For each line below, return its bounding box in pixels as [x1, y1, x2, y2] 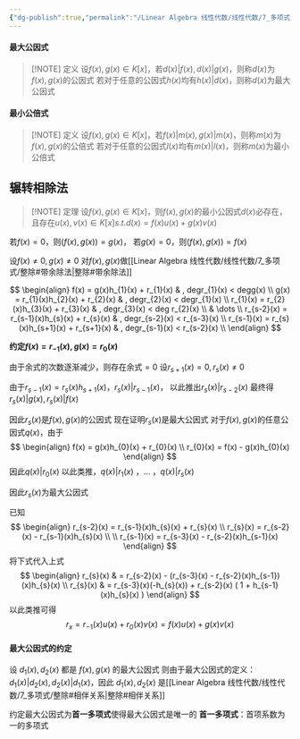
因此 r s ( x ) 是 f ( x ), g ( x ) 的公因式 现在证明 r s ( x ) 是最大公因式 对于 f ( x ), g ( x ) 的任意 [9, 414, 281, 427]
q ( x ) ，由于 [25, 427, 64, 437]
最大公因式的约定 [9, 642, 72, 653]
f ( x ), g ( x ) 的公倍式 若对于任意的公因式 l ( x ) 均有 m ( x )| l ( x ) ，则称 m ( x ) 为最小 [30, 140, 290, 152]
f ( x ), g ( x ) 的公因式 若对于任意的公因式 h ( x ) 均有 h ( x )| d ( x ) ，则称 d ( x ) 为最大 [30, 74, 291, 85]
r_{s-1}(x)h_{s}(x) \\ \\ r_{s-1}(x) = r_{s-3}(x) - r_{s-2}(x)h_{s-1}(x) [39, 531, 279, 542]
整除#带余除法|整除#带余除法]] [20, 266, 132, 277]
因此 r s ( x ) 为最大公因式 [9, 487, 89, 499]
